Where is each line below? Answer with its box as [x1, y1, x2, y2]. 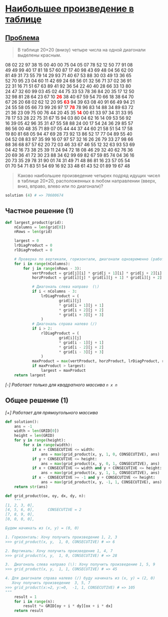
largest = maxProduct [40, 368, 86, 373]
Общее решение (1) [5, 396, 68, 405]
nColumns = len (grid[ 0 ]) [14, 225, 66, 230]
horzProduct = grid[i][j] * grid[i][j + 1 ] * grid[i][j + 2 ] [31, 275, 162, 280]
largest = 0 [14, 238, 39, 243]
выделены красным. [17, 52, 61, 58]
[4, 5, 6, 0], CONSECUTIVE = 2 [5, 507, 81, 512]
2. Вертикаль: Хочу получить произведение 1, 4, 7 [5, 548, 113, 553]
